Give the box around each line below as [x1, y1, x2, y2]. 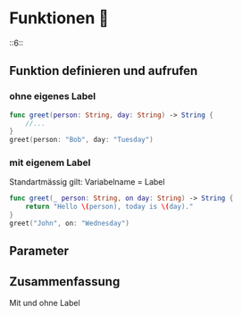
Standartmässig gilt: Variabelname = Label [9, 177, 165, 187]
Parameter [9, 244, 70, 259]
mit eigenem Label [9, 156, 91, 169]
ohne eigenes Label [9, 90, 96, 103]
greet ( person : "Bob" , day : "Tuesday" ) [9, 136, 154, 145]
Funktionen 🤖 [9, 8, 110, 29]
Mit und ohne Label [9, 298, 80, 309]
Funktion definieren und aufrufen [9, 63, 198, 79]
